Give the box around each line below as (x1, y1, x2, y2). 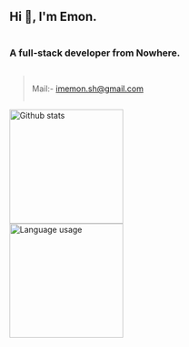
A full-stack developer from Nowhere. (9, 47, 181, 59)
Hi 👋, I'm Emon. (9, 9, 97, 25)
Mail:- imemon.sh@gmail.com (31, 83, 144, 94)
